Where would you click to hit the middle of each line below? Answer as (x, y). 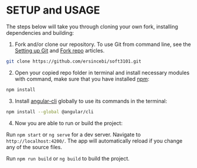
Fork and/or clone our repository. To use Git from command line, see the (103, 44)
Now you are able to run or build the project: (69, 123)
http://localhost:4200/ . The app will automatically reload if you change (94, 141)
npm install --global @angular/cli (50, 112)
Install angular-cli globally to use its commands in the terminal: (91, 101)
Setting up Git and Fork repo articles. (59, 50)
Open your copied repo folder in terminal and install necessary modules (102, 73)
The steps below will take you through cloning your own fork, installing (92, 27)
